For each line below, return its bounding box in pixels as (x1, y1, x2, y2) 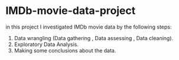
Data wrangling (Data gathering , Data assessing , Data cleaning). (14, 34, 174, 41)
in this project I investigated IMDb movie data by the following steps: (5, 23, 172, 30)
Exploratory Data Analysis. (14, 41, 79, 48)
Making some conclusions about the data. (14, 47, 116, 54)
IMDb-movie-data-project (5, 4, 136, 17)
